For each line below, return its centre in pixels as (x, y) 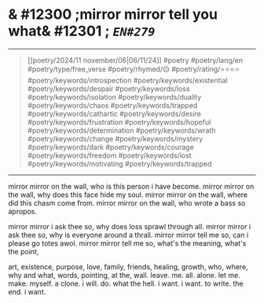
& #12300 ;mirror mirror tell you (113, 15)
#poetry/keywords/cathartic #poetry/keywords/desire (114, 113)
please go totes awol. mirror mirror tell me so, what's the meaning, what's (127, 243)
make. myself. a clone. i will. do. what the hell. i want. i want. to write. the (126, 283)
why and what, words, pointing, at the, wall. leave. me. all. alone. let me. (125, 275)
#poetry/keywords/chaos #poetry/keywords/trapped (112, 105)
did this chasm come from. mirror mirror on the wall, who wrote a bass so (127, 203)
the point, (24, 251)
